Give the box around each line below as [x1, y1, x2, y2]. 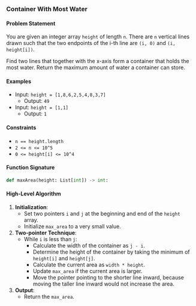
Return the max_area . [23, 293, 75, 300]
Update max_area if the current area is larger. [32, 267, 143, 275]
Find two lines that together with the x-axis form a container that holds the [6, 58, 190, 65]
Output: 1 [23, 110, 47, 117]
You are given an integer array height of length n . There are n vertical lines [6, 33, 190, 40]
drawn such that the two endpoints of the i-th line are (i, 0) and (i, [6, 40, 176, 47]
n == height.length [14, 138, 64, 144]
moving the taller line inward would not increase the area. [32, 280, 175, 287]
